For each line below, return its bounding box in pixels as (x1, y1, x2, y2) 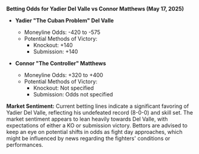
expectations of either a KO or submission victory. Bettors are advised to (6, 122, 188, 129)
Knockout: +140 (33, 42, 73, 49)
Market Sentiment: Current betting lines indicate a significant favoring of (6, 102, 189, 110)
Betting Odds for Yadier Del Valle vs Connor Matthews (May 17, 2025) (6, 5, 184, 12)
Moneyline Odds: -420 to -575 (24, 28, 101, 36)
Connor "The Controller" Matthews (15, 60, 106, 67)
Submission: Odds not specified (33, 91, 113, 98)
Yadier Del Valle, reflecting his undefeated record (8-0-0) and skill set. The (6, 109, 193, 116)
